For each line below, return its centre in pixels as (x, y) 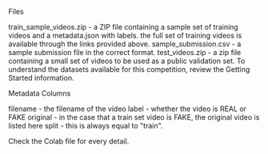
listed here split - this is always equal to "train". (86, 126)
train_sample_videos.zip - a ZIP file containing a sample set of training (123, 27)
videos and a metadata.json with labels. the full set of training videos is (125, 36)
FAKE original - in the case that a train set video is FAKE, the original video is (134, 117)
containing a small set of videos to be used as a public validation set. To (127, 61)
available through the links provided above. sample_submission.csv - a (125, 44)
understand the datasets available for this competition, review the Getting (129, 69)
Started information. (41, 78)
